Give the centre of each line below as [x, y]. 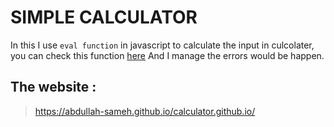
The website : [53, 87]
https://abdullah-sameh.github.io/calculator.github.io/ [145, 111]
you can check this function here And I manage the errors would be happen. [167, 55]
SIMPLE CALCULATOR [104, 17]
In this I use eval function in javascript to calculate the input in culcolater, [162, 45]
